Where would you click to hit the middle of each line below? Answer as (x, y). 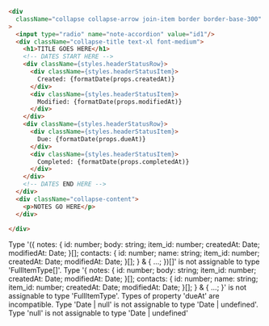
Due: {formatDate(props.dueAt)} (92, 139)
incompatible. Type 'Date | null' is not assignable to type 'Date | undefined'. (133, 305)
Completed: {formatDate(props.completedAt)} (113, 161)
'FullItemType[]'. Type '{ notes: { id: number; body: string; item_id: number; (132, 270)
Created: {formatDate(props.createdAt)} (106, 79)
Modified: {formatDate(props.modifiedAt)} (110, 102)
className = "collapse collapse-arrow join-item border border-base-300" (139, 19)
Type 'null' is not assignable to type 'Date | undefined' (98, 313)
